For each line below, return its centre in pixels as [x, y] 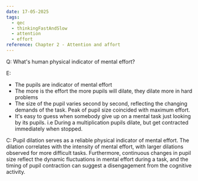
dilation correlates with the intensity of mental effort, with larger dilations [95, 147]
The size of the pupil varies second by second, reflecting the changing [101, 103]
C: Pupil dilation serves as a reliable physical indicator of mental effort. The [98, 140]
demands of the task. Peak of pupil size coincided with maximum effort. [102, 110]
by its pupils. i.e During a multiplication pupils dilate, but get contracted [101, 122]
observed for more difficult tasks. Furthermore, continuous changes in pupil [99, 153]
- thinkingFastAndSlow [39, 28]
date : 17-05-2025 [28, 12]
